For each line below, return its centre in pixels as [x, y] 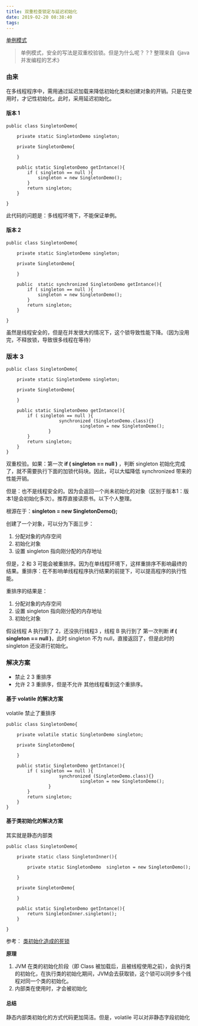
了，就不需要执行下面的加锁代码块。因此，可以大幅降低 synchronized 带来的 [99, 471]
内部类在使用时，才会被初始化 [51, 989]
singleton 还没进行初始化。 [39, 646]
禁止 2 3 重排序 [33, 677]
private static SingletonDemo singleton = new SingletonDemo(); [109, 867]
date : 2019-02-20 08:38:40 [39, 17]
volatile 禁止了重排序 [31, 713]
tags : [13, 22]
